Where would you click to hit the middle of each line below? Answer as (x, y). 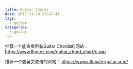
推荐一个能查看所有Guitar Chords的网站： (47, 46)
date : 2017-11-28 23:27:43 (32, 14)
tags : (10, 18)
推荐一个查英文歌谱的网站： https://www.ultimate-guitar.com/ (66, 62)
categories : (17, 28)
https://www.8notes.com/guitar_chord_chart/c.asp (55, 52)
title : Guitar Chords (27, 9)
